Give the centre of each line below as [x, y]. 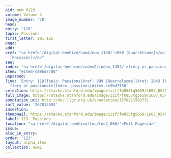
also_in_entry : [21, 133]
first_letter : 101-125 [29, 39]
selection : [17, 90]
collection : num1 [24, 148]
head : [11, 24]
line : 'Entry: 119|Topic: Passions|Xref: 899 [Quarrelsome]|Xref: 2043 [83, 81]
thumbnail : [17, 114]
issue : [12, 128]
